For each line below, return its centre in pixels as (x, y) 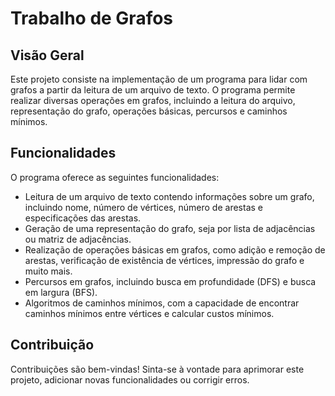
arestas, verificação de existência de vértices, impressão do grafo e (164, 260)
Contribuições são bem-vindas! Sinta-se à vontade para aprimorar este (157, 369)
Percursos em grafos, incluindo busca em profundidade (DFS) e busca (170, 281)
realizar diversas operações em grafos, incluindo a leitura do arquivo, (153, 100)
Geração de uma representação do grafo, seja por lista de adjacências (170, 228)
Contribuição (52, 345)
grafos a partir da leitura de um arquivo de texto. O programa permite (153, 90)
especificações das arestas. (83, 218)
